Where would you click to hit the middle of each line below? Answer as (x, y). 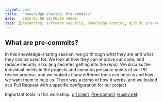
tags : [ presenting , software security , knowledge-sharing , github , (75, 23)
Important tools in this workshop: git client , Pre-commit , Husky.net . (72, 94)
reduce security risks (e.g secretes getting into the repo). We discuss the (78, 65)
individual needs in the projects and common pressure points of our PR (76, 70)
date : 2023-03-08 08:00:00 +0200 (41, 18)
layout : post (18, 9)
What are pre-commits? (42, 42)
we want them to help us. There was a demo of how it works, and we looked (81, 80)
